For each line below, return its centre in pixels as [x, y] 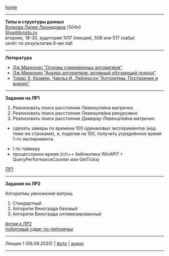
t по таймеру [26, 149]
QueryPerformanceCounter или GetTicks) [56, 159]
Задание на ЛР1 [23, 98]
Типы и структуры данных [35, 22]
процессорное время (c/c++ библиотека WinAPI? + [68, 154]
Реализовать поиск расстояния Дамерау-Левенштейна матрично [83, 118]
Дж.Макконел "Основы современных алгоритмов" [67, 67]
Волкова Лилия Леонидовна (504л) [43, 27]
